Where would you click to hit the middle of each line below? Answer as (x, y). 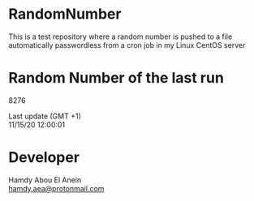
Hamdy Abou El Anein (45, 180)
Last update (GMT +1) (45, 116)
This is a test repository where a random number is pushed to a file (121, 36)
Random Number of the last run (116, 78)
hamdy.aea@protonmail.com (56, 188)
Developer (44, 158)
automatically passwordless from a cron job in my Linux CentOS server (127, 45)
